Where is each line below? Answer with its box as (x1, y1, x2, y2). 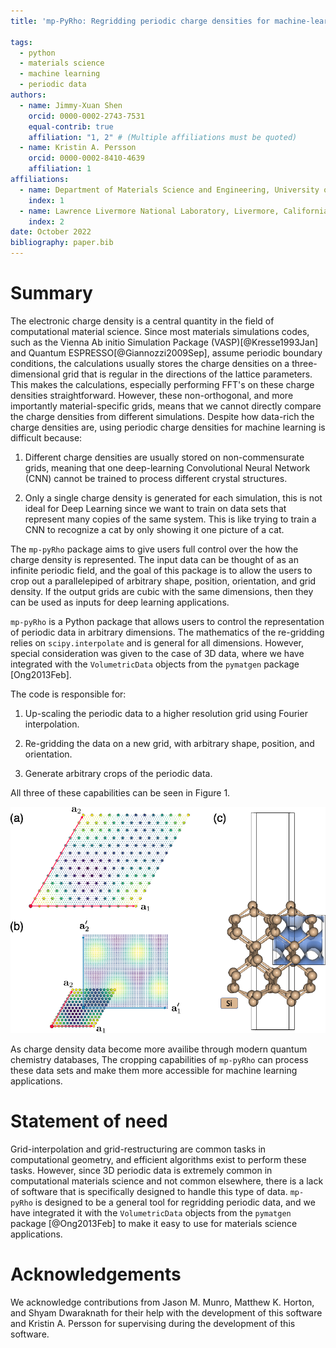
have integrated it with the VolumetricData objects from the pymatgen (10, 1206, 292, 1219)
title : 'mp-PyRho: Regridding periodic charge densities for (10, 16, 271, 26)
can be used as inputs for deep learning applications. (10, 596, 230, 608)
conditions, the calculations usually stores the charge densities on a (10, 357, 290, 369)
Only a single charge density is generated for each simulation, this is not (24, 491, 323, 504)
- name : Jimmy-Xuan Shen (19, 100, 123, 110)
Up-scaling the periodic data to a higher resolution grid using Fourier (24, 707, 308, 719)
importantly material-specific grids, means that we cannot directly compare (10, 400, 322, 412)
